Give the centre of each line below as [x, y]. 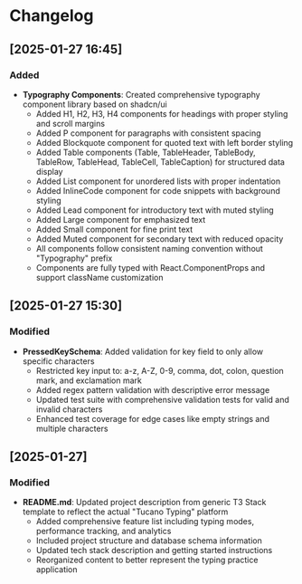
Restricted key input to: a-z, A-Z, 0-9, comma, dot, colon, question [160, 370]
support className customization [99, 277]
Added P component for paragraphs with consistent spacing [148, 133]
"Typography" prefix [74, 258]
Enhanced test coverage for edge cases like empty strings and [152, 418]
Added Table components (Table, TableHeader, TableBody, [146, 152]
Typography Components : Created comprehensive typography [141, 94]
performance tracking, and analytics [104, 531]
